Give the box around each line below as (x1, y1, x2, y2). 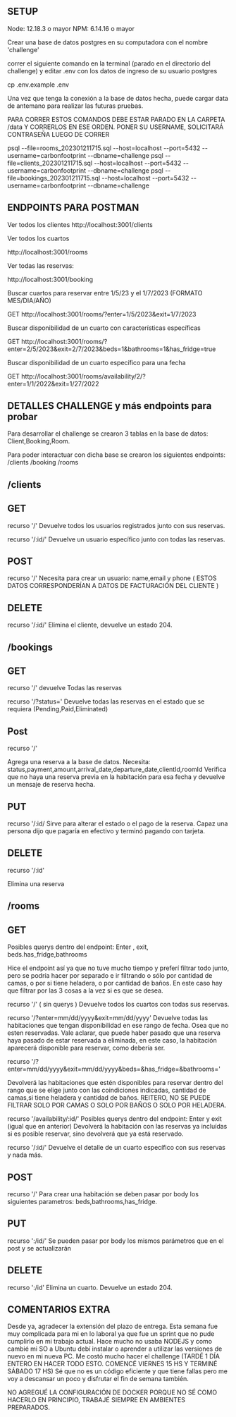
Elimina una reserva (7, 879, 65, 888)
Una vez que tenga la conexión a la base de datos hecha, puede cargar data (7, 94, 229, 102)
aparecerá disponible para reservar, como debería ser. (7, 1043, 166, 1053)
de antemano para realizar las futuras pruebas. (7, 102, 144, 110)
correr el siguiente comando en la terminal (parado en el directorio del (7, 59, 211, 68)
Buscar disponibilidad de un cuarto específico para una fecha (7, 358, 186, 367)
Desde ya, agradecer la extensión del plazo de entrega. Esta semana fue (7, 1322, 218, 1331)
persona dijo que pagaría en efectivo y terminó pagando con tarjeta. (7, 827, 206, 835)
